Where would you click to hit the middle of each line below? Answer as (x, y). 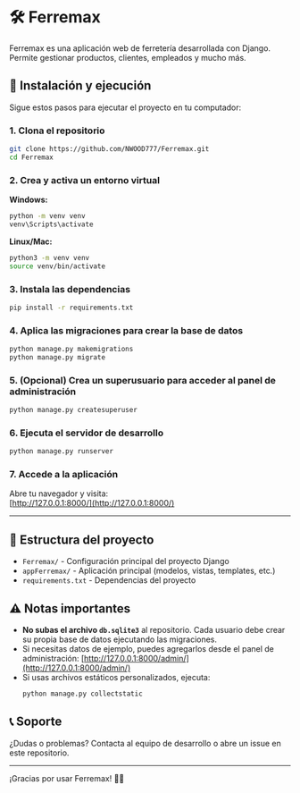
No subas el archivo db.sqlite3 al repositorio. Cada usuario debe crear (154, 630)
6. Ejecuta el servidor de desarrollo (86, 433)
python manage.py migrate (57, 357)
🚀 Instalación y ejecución (80, 86)
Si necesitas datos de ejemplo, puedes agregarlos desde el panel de (148, 649)
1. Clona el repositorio (57, 131)
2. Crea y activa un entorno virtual (85, 180)
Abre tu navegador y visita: (59, 494)
